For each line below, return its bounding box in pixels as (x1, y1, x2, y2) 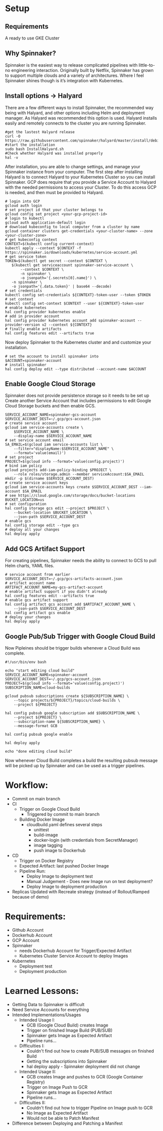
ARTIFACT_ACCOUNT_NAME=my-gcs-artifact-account (5, 585, 103, 590)
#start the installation (5, 142, 55, 147)
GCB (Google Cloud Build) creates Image (26, 1022, 108, 1028)
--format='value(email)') (14, 451, 66, 456)
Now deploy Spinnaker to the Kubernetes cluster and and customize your (5, 339, 151, 345)
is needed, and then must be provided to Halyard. (5, 189, 104, 195)
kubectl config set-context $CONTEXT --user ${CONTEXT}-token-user (5, 301, 145, 306)
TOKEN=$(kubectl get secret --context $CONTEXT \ (5, 258, 108, 263)
